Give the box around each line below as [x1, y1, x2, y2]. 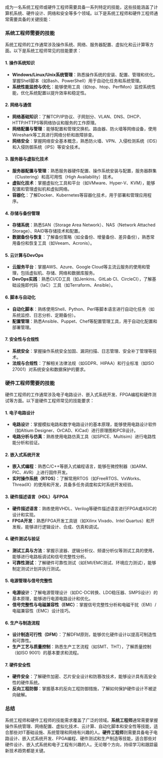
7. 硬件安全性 [5, 662, 31, 668]
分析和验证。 [16, 440, 42, 446]
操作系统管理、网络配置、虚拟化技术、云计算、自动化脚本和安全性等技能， [5, 723, 154, 729]
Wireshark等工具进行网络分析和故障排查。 [12, 132, 97, 138]
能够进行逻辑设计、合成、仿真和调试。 [25, 523, 102, 529]
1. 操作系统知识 [5, 60, 35, 66]
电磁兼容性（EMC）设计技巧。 [12, 608, 73, 614]
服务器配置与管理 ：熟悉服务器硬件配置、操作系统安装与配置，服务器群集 [12, 167, 157, 174]
